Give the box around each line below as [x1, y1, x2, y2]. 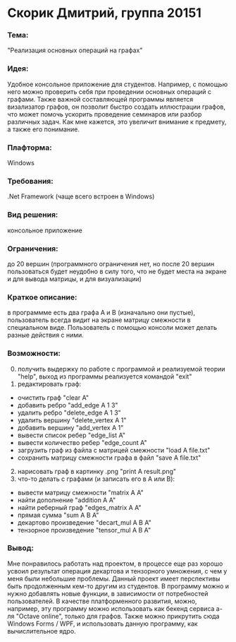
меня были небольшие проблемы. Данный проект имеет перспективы [7, 574, 221, 583]
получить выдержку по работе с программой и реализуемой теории [17, 364, 225, 373]
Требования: [7, 177, 54, 186]
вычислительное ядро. [7, 626, 76, 635]
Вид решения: [7, 210, 58, 220]
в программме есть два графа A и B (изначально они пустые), [7, 309, 196, 317]
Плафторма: [7, 143, 52, 153]
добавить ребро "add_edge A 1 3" [17, 400, 118, 409]
